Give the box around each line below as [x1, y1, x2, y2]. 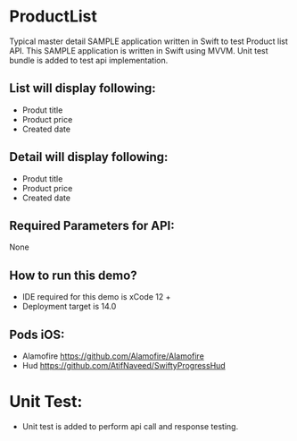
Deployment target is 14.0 [21, 301, 117, 312]
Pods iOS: [9, 327, 65, 342]
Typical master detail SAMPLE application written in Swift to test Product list [9, 36, 288, 47]
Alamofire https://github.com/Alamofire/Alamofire [21, 351, 205, 361]
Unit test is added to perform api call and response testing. [21, 420, 239, 431]
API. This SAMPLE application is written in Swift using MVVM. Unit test [9, 45, 269, 55]
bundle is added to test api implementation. [9, 55, 169, 65]
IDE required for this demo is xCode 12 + [21, 292, 171, 302]
